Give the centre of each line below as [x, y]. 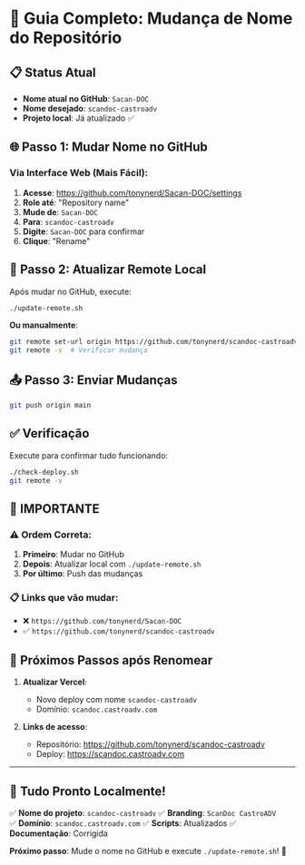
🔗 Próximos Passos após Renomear [111, 660]
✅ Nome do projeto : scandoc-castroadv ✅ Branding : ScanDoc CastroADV [143, 812]
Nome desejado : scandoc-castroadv [89, 108]
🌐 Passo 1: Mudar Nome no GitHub [108, 147]
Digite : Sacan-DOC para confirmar [84, 231]
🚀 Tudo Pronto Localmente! [88, 791]
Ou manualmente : [44, 325]
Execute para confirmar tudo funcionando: [89, 455]
